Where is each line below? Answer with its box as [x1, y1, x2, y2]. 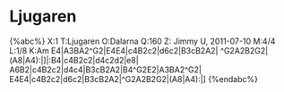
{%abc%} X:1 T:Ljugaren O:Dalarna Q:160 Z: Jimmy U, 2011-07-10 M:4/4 [9, 36, 276, 46]
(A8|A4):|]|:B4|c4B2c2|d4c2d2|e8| [9, 54, 139, 65]
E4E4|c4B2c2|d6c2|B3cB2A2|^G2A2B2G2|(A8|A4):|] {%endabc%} [9, 73, 258, 84]
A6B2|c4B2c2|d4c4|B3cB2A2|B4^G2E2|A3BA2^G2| [9, 64, 202, 75]
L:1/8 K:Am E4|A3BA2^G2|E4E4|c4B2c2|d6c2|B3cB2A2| [9, 45, 219, 55]
